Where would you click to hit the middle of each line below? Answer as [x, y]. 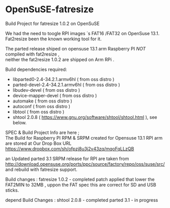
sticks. [12, 190]
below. [20, 122]
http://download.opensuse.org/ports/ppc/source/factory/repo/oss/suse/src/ [85, 164]
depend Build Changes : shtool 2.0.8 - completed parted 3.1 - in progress [82, 200]
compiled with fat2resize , [32, 54]
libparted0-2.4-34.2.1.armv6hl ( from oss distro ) [63, 79]
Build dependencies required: [36, 69]
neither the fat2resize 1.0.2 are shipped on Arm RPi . [60, 59]
